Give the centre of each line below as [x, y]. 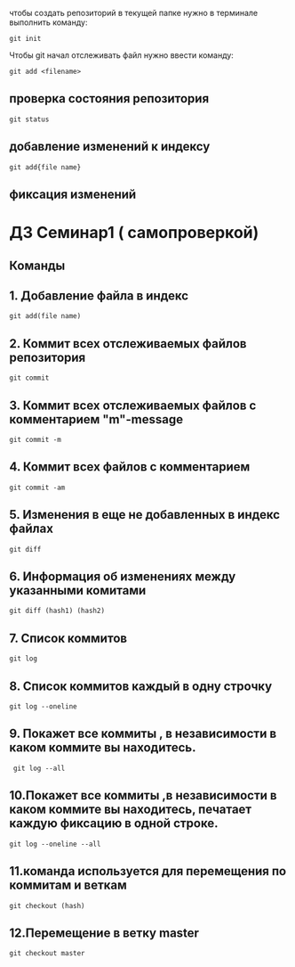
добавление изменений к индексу [110, 147]
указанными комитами [78, 590]
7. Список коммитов [68, 638]
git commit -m [36, 440]
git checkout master [48, 954]
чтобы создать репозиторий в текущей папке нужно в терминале [134, 13]
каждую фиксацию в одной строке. [114, 824]
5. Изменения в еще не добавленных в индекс [145, 515]
